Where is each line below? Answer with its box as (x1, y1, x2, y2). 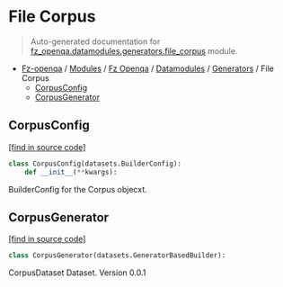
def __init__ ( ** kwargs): (24, 167, 118, 176)
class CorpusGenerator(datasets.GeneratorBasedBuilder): (8, 251, 226, 260)
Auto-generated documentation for (30, 36, 161, 47)
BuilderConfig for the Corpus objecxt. (8, 184, 147, 194)
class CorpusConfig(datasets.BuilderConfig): (8, 159, 181, 168)
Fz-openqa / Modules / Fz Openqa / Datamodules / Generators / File (21, 63, 275, 74)
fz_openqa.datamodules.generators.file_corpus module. (30, 45, 238, 56)
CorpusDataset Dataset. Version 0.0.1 (8, 267, 146, 278)
